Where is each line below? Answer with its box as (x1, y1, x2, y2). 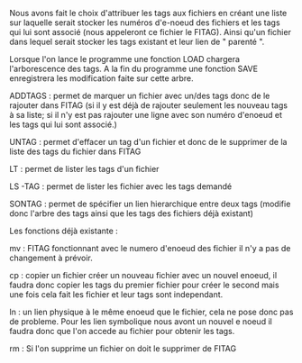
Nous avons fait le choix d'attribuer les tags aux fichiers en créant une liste (9, 8, 288, 18)
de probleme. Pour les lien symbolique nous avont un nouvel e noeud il (9, 316, 272, 327)
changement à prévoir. (9, 252, 93, 263)
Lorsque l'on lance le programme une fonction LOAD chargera (9, 54, 241, 64)
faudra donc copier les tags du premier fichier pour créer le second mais (9, 279, 279, 290)
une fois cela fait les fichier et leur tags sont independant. (9, 289, 224, 300)
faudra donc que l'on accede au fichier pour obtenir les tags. (9, 326, 235, 336)
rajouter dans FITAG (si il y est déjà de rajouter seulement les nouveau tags (9, 100, 288, 111)
